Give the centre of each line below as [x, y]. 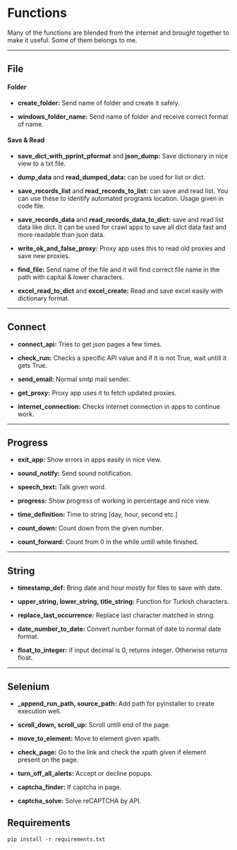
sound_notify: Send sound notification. [75, 473]
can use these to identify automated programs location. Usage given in [121, 198]
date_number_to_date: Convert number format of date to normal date [119, 629]
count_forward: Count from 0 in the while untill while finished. [108, 542]
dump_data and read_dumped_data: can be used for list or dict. [111, 177]
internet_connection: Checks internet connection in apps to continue [119, 406]
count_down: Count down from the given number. [91, 528]
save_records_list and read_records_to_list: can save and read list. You [123, 191]
